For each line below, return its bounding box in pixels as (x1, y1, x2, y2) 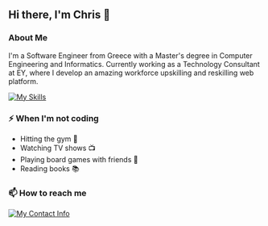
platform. (8, 76, 39, 86)
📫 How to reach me (8, 187, 87, 199)
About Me (8, 32, 48, 44)
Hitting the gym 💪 (19, 134, 78, 144)
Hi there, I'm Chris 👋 (8, 8, 111, 22)
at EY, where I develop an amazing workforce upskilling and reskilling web (8, 68, 254, 77)
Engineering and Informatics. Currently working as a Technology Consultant (8, 59, 260, 69)
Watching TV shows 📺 (19, 143, 96, 153)
